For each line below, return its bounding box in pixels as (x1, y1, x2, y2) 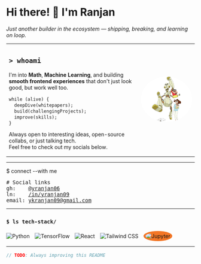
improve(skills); (14, 114, 57, 120)
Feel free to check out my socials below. (8, 143, 108, 150)
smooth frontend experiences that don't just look (8, 77, 132, 84)
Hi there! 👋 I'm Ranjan (6, 5, 115, 19)
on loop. (6, 31, 27, 38)
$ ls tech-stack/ (6, 218, 57, 225)
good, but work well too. (8, 84, 69, 91)
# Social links (6, 179, 51, 186)
